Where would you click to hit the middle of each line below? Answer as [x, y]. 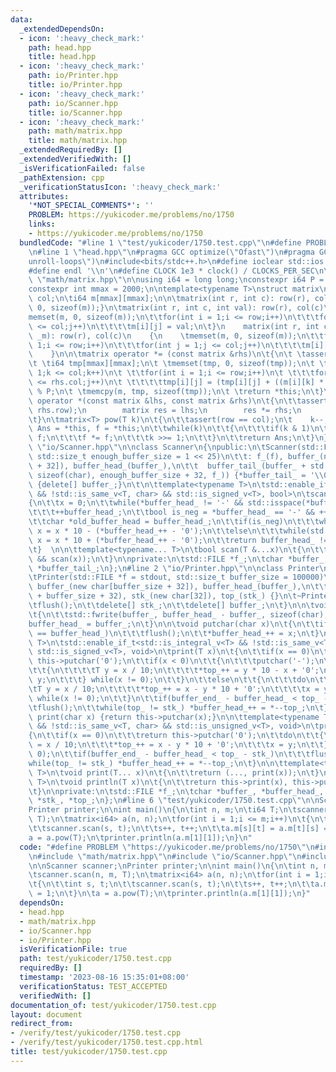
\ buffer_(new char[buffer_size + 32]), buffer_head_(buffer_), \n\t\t [178, 587]
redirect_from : [42, 1024]
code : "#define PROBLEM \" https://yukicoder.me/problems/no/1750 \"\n [167, 847]
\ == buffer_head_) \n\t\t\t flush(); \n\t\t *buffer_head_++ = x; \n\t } [174, 633]
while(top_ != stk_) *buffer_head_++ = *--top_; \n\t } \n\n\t [156, 763]
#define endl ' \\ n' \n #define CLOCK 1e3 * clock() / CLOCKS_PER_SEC [171, 271]
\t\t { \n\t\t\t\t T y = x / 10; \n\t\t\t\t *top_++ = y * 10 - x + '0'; [174, 671]
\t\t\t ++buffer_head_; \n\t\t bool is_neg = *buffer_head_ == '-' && [171, 512]
